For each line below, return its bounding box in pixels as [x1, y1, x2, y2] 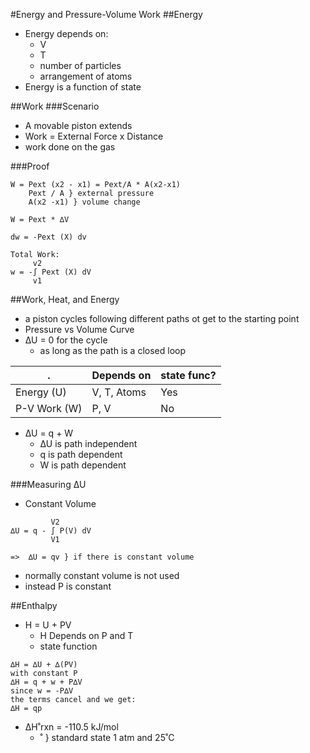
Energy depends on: [24, 28, 109, 39]
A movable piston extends [24, 120, 133, 131]
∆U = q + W [24, 427, 74, 439]
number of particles [39, 60, 122, 71]
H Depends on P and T [39, 630, 134, 641]
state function [39, 640, 98, 652]
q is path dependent [39, 449, 123, 460]
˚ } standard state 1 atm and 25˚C [39, 732, 175, 743]
